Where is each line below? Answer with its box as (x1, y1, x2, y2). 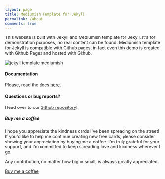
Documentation (5, 71, 38, 77)
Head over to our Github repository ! (5, 104, 78, 110)
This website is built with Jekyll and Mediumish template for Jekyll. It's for (5, 35, 156, 40)
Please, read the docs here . (5, 82, 61, 88)
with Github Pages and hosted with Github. (5, 50, 92, 56)
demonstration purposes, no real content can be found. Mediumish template (5, 40, 161, 46)
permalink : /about (5, 16, 43, 21)
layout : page (5, 7, 32, 12)
